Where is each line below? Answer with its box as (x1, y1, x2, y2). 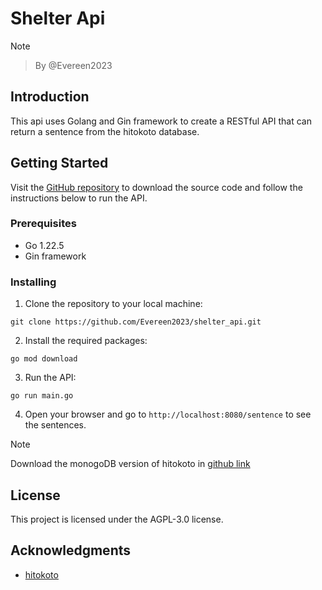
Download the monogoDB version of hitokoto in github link (10, 458, 251, 470)
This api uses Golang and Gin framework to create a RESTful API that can (10, 115, 313, 127)
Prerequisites (10, 217, 77, 231)
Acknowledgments (10, 542, 132, 559)
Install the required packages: (24, 335, 148, 347)
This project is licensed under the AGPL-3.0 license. (10, 513, 224, 525)
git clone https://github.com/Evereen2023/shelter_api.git (10, 317, 262, 327)
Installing (10, 275, 57, 289)
